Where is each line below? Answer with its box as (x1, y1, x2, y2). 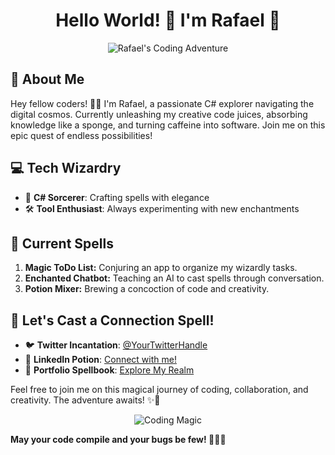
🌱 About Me (10, 71, 85, 88)
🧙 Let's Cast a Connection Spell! (10, 312, 215, 329)
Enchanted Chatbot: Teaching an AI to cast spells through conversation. (24, 272, 325, 284)
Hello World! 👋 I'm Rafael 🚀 (55, 9, 281, 32)
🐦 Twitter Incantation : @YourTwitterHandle (24, 339, 208, 351)
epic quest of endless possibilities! (10, 129, 153, 141)
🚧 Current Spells (10, 235, 114, 252)
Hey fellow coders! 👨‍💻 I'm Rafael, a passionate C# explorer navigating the (10, 97, 315, 109)
